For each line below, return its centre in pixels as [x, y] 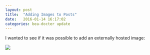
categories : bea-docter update [38, 24]
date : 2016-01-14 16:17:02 [35, 19]
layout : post [19, 10]
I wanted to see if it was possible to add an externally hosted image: [75, 38]
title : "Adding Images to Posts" [41, 14]
